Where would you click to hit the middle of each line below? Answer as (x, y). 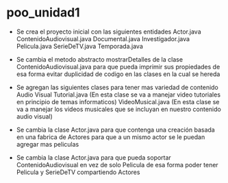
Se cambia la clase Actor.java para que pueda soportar (94, 157)
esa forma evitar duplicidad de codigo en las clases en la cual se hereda (118, 74)
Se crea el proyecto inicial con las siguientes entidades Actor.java (109, 32)
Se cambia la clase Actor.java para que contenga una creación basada (115, 130)
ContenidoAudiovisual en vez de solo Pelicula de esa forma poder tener (117, 164)
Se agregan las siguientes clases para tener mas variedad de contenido (117, 87)
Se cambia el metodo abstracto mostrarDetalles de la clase (99, 59)
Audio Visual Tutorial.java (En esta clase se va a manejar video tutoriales (118, 95)
